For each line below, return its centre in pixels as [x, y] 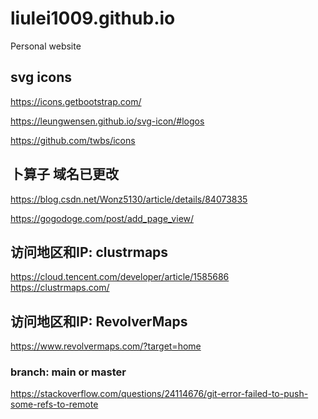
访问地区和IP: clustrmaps [89, 252]
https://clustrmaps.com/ [60, 288]
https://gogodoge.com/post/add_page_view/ [102, 218]
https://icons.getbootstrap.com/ [76, 101]
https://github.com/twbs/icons [73, 140]
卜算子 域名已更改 [64, 174]
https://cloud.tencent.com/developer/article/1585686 [120, 277]
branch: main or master [68, 372]
